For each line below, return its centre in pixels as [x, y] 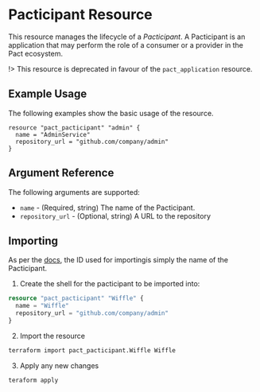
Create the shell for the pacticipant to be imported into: [110, 284]
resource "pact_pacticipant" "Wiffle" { [76, 299]
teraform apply [33, 380]
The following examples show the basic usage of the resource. [111, 113]
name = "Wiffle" [42, 306]
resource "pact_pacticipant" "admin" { [74, 128]
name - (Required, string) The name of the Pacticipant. [107, 208]
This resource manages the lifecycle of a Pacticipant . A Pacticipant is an [127, 37]
